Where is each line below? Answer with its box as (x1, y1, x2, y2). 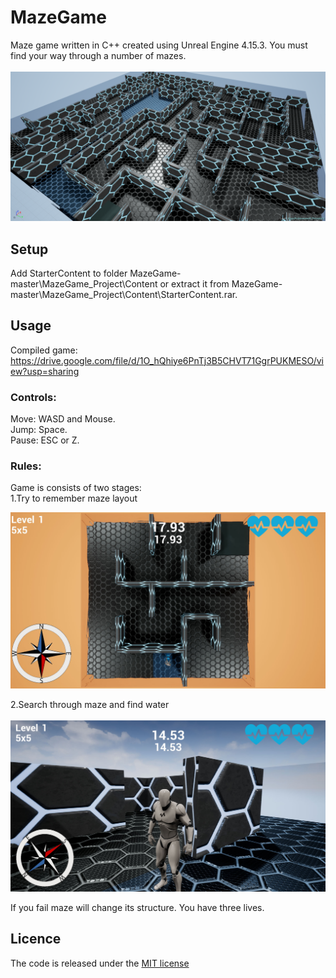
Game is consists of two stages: (10, 482, 142, 494)
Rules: (10, 459, 42, 473)
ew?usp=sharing (10, 365, 80, 377)
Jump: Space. (10, 424, 68, 436)
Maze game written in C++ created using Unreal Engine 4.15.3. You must (10, 39, 308, 51)
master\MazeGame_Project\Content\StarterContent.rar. (10, 288, 238, 300)
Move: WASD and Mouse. (10, 413, 116, 425)
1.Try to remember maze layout (10, 492, 138, 505)
